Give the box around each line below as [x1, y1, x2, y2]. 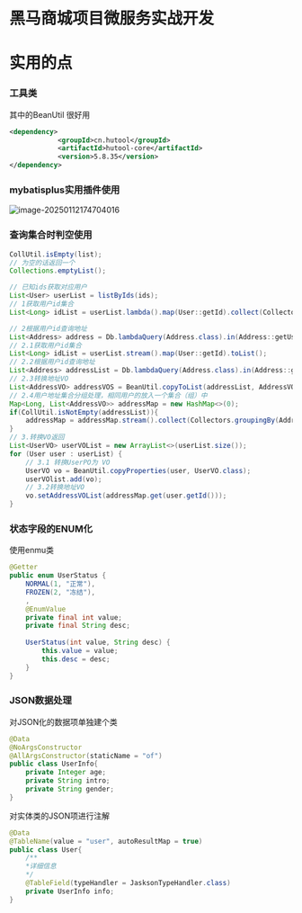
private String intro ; [25, 776, 111, 785]
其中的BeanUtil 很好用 [9, 109, 91, 120]
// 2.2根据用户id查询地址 [9, 357, 96, 367]
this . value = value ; [41, 647, 119, 656]
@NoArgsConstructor [9, 743, 83, 752]
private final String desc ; [25, 622, 130, 631]
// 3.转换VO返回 [9, 433, 65, 442]
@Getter [9, 563, 39, 572]
